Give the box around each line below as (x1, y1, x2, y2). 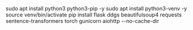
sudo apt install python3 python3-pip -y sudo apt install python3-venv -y (5, 5, 188, 12)
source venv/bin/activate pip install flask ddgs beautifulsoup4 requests (5, 11, 182, 18)
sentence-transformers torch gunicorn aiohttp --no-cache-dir (5, 18, 159, 24)
